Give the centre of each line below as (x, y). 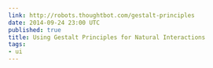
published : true (35, 30)
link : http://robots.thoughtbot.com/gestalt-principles (101, 15)
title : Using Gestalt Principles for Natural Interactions (107, 37)
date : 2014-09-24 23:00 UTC (54, 23)
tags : (17, 45)
